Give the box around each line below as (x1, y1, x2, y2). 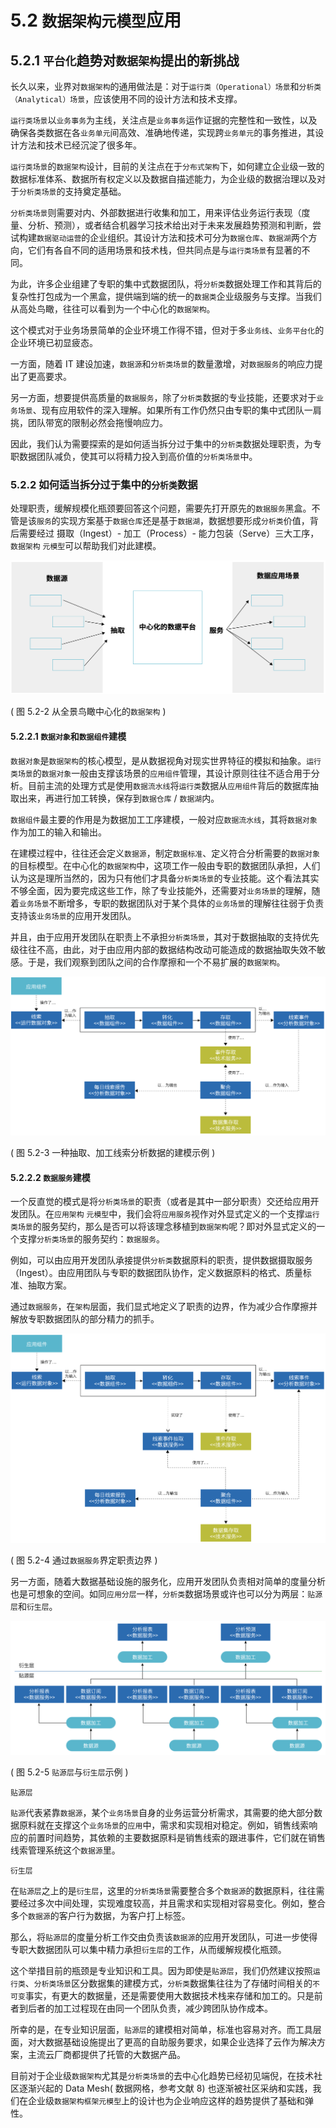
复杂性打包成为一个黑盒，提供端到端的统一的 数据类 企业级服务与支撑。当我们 (10, 291, 322, 302)
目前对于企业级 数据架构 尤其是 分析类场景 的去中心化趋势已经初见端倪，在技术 (10, 2069, 315, 2081)
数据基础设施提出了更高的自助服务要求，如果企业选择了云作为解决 (44, 2036, 317, 2048)
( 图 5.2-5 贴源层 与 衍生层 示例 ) (10, 1766, 129, 1778)
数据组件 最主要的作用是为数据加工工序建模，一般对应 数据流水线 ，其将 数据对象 (10, 813, 318, 825)
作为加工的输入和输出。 (10, 826, 107, 838)
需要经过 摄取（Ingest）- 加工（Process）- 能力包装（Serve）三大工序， (18, 527, 320, 540)
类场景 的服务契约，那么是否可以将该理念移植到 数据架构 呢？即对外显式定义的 (10, 1221, 317, 1233)
